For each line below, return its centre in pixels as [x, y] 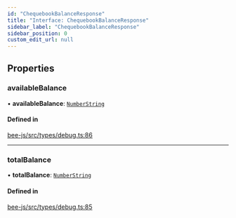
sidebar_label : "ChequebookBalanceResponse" [73, 27]
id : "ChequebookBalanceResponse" [56, 14]
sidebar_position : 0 [38, 33]
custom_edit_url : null [40, 40]
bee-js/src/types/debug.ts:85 [50, 207]
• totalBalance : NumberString [50, 175]
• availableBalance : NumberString [56, 103]
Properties [31, 68]
